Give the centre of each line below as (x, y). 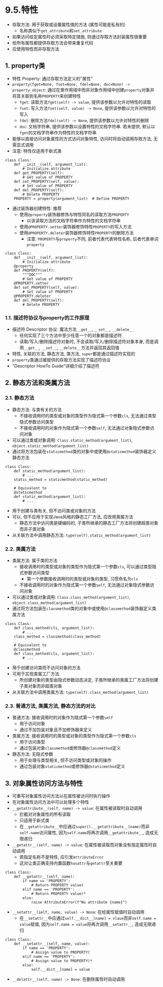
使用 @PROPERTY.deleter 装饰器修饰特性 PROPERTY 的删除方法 (76, 233)
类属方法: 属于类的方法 (35, 560)
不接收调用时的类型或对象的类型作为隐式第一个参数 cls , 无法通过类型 (88, 415)
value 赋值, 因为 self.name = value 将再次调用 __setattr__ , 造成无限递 (88, 924)
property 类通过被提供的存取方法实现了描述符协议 (61, 360)
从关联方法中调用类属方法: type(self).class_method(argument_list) (80, 692)
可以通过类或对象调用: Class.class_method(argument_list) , (71, 597)
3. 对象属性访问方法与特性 (44, 783)
